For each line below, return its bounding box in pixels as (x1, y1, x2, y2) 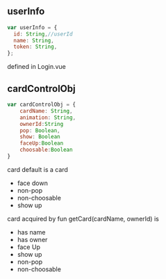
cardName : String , (19, 107, 73, 114)
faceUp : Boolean (19, 140, 64, 147)
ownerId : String (19, 120, 64, 127)
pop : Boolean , (19, 127, 60, 134)
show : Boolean (19, 134, 60, 141)
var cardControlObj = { (7, 101, 76, 108)
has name (17, 228, 46, 236)
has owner (17, 235, 48, 244)
